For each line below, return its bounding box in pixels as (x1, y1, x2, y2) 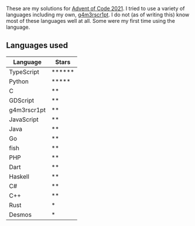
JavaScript (9, 115, 39, 124)
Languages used (6, 40, 69, 50)
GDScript (9, 96, 34, 104)
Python (9, 77, 29, 85)
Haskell (9, 172, 29, 180)
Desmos (9, 210, 32, 218)
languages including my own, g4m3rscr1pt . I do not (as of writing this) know (6, 11, 190, 18)
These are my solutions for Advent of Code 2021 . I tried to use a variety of (6, 5, 185, 12)
